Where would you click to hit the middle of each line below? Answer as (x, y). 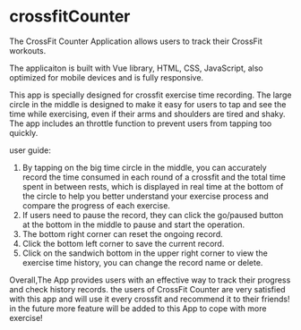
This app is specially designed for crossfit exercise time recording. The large (150, 95)
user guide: (30, 150)
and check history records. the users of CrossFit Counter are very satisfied (147, 289)
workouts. (28, 50)
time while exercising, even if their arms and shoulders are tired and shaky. (147, 114)
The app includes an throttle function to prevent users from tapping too (141, 123)
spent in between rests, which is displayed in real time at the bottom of (153, 186)
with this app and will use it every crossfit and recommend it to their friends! (150, 299)
